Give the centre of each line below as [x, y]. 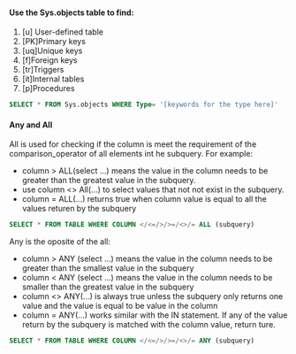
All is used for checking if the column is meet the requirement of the [133, 144]
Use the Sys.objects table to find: [72, 12]
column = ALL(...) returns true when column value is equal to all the [144, 199]
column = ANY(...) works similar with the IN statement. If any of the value [155, 315]
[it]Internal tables [53, 79]
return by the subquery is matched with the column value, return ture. [148, 325]
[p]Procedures [48, 88]
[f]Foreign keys [49, 60]
